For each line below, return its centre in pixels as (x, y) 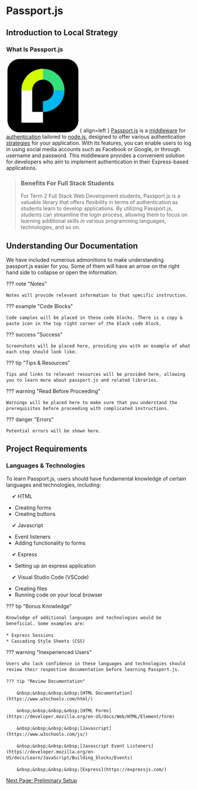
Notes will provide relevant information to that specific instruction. (97, 295)
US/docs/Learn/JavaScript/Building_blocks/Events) (69, 758)
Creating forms (33, 508)
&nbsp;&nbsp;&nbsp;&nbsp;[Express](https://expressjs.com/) (92, 769)
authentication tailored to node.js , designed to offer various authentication (96, 136)
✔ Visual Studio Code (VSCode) (50, 577)
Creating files (31, 588)
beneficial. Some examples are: (46, 624)
